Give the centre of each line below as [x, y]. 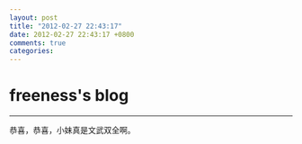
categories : [31, 51]
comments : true [38, 43]
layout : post [34, 18]
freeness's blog [69, 96]
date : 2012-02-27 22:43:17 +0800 [72, 34]
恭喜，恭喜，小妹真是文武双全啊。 [72, 130]
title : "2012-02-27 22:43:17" [66, 26]
